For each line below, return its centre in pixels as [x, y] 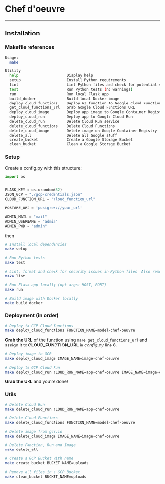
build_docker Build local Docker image [65, 99]
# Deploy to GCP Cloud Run [33, 368]
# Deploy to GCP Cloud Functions [39, 326]
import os [15, 177]
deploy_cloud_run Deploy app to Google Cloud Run [71, 117]
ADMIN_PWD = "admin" [26, 226]
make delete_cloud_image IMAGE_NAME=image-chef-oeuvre [62, 436]
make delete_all [22, 449]
